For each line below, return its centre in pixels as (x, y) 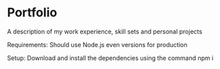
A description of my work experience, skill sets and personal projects (105, 31)
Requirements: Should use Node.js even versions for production (97, 44)
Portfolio (32, 13)
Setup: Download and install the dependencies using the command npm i (110, 58)
